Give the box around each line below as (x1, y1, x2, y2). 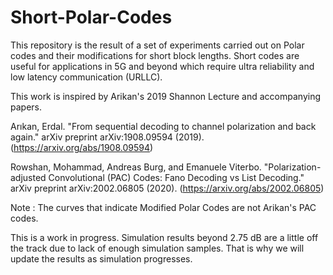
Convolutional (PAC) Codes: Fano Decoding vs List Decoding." (48, 171, 305, 183)
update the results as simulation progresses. (10, 252, 193, 265)
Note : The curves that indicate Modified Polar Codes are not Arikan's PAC (10, 201, 317, 213)
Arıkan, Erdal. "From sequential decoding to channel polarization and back (10, 120, 317, 132)
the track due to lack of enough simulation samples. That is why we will (10, 242, 305, 254)
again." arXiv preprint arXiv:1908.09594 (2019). (10, 131, 205, 143)
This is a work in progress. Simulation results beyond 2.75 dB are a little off (10, 231, 319, 243)
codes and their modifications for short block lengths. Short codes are (10, 49, 300, 61)
